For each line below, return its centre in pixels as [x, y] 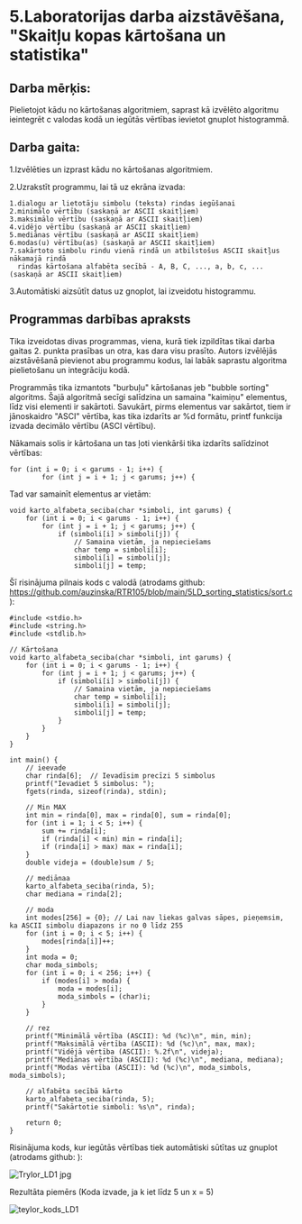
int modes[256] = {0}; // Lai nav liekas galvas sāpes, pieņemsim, [155, 918]
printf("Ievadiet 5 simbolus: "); [90, 783]
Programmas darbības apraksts [100, 320]
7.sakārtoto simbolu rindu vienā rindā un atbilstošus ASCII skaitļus [145, 251]
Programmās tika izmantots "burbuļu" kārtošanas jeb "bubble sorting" [139, 387]
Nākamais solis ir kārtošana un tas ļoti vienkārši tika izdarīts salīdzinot [139, 443]
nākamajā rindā [38, 259]
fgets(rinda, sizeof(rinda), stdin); [96, 791]
